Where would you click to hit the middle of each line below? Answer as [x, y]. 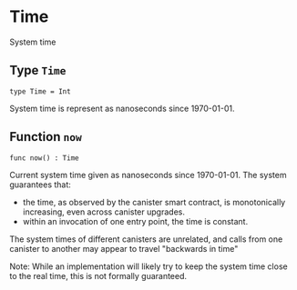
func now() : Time [44, 158]
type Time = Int [40, 91]
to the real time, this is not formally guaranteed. [98, 275]
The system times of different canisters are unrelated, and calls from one [146, 239]
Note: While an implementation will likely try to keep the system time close [149, 266]
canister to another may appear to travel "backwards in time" [124, 248]
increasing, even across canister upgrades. [103, 212]
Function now [46, 137]
